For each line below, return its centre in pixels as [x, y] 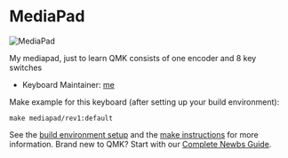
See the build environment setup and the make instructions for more [134, 134]
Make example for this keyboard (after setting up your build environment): [144, 102]
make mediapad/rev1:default [61, 118]
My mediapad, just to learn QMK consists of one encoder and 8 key [133, 58]
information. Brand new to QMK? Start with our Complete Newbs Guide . [140, 144]
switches [26, 67]
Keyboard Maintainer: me [68, 84]
